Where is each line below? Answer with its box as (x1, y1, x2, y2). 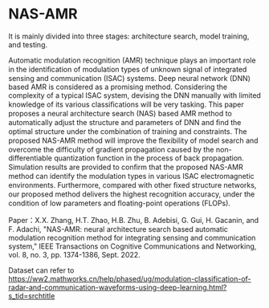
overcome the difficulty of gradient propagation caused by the (8, 144, 214, 154)
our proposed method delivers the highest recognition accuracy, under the (8, 189, 255, 199)
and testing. (8, 39, 48, 49)
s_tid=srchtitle (8, 290, 55, 301)
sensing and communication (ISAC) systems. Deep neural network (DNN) (8, 73, 251, 83)
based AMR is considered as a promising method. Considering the (8, 82, 227, 91)
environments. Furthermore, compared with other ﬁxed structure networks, (8, 180, 257, 189)
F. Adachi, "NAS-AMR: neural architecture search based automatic (8, 224, 229, 233)
